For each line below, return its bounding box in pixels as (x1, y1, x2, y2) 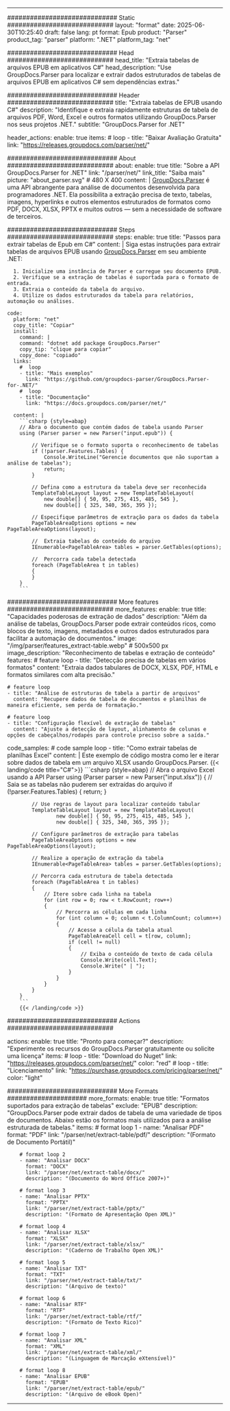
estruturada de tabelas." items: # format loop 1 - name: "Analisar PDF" (7, 1123, 204, 1131)
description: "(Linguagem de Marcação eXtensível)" (25, 1355, 176, 1362)
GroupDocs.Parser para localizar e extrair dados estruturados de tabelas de (7, 71, 221, 79)
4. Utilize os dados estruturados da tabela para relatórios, (13, 292, 194, 299)
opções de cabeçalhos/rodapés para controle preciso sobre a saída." (7, 732, 210, 739)
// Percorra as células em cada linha (55, 909, 167, 916)
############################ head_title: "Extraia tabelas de (7, 56, 199, 64)
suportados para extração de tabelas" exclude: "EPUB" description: (7, 1101, 199, 1109)
